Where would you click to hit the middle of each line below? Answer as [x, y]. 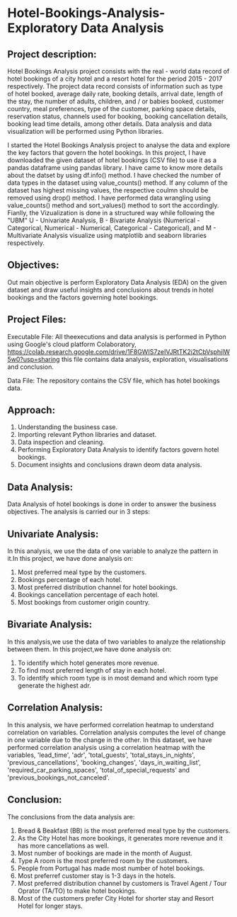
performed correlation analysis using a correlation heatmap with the [106, 747]
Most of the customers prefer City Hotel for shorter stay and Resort [116, 898]
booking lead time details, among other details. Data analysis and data [110, 124]
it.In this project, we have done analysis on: [70, 559]
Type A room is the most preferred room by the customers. [103, 860]
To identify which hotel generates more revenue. [88, 663]
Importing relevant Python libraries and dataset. [87, 435]
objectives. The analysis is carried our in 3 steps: [79, 512]
